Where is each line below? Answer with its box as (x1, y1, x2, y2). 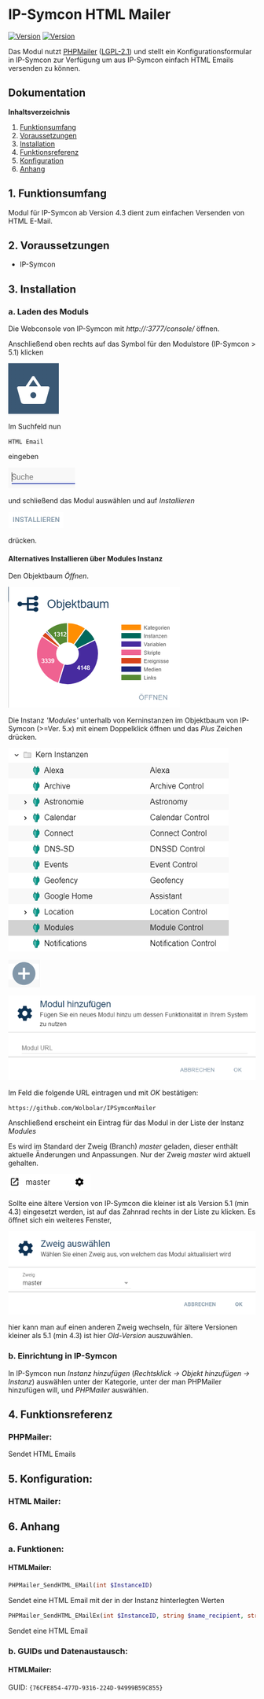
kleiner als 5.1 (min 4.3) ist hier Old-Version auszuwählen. (8, 1331, 193, 1340)
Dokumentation (8, 86, 86, 100)
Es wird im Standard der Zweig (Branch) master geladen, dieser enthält (8, 1142, 238, 1151)
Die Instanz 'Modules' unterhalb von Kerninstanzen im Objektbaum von (8, 715, 238, 725)
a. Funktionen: (8, 1543, 64, 1554)
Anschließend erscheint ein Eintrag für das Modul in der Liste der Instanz (8, 1118, 244, 1127)
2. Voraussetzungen (8, 238, 110, 252)
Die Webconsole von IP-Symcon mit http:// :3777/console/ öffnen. (8, 324, 220, 333)
